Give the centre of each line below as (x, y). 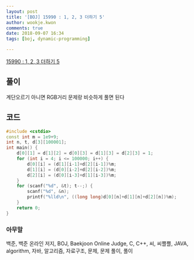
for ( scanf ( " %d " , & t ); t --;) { (55, 186)
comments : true (25, 28)
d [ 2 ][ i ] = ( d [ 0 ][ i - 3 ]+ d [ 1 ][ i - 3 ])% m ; (72, 175)
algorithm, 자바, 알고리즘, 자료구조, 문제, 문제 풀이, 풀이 (69, 251)
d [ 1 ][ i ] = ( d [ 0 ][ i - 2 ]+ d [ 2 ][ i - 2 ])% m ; (72, 169)
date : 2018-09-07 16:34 (35, 34)
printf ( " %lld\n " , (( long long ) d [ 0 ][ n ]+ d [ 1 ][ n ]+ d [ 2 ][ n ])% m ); (102, 197)
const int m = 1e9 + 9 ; (33, 137)
